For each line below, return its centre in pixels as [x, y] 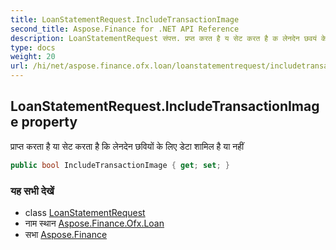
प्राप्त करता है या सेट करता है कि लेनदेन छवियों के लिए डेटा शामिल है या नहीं [127, 146]
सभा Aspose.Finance [66, 234]
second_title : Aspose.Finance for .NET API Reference [125, 29]
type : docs [33, 47]
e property [44, 122]
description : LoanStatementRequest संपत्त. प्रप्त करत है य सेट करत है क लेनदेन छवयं [163, 38]
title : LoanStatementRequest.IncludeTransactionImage [125, 19]
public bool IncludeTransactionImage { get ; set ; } [120, 165]
